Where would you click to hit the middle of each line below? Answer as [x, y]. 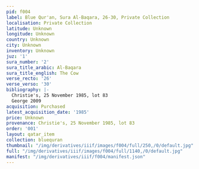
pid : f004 [19, 12]
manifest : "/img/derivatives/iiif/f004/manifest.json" [76, 156]
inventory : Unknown [30, 51]
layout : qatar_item [30, 135]
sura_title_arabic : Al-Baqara [44, 67]
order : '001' [22, 129]
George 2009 [27, 101]
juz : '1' [17, 56]
